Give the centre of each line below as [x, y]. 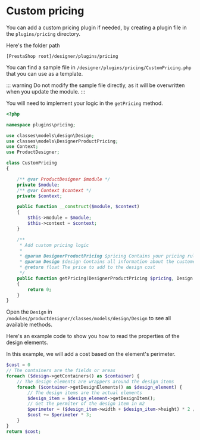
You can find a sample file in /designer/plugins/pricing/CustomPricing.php [99, 67]
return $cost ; [24, 431]
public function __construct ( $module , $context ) [78, 207]
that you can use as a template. [45, 73]
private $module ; [38, 185]
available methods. [29, 325]
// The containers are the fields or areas [61, 371]
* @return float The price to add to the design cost [87, 267]
